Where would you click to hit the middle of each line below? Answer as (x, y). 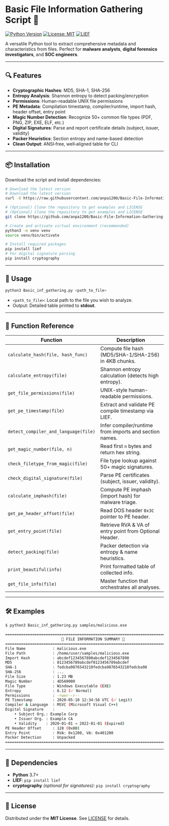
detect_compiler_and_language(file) (52, 432)
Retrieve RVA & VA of (125, 525)
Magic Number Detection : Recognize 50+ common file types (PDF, (82, 117)
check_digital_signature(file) (45, 478)
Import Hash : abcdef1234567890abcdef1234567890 (67, 658)
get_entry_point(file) (35, 531)
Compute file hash (122, 349)
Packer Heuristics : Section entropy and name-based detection (78, 138)
